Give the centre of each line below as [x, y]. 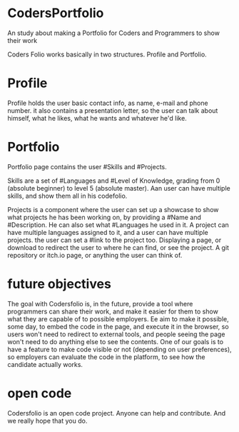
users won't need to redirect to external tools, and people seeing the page [116, 334]
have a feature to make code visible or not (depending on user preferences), [119, 349]
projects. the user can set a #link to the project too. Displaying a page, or [115, 240]
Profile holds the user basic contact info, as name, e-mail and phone [108, 103]
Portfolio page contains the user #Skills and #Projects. [87, 166]
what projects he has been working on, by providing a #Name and [104, 217]
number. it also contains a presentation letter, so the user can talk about [113, 110]
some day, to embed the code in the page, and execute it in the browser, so [118, 326]
